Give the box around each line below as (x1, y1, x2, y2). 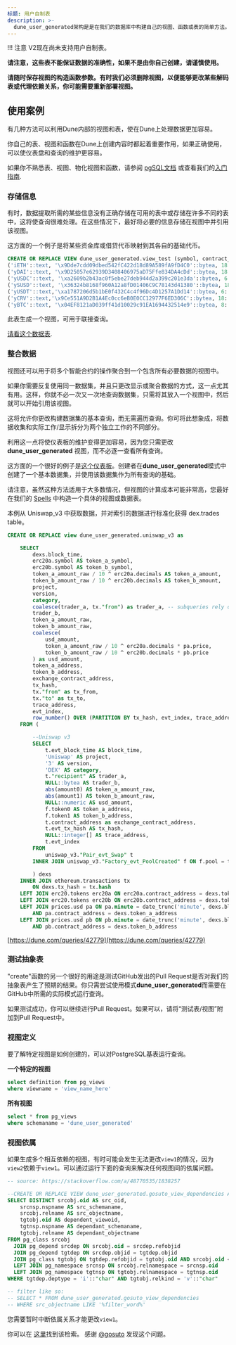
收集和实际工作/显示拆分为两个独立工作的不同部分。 (13, 423, 164, 431)
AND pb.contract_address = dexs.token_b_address (32, 923, 178, 930)
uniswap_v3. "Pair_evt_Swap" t (44, 851, 133, 858)
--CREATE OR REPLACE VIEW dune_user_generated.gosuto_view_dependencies (7, 1190, 225, 1197)
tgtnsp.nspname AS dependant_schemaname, (20, 1223, 143, 1230)
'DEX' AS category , (44, 766, 102, 774)
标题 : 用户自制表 (7, 10, 51, 18)
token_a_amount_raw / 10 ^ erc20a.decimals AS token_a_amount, (32, 570, 221, 578)
